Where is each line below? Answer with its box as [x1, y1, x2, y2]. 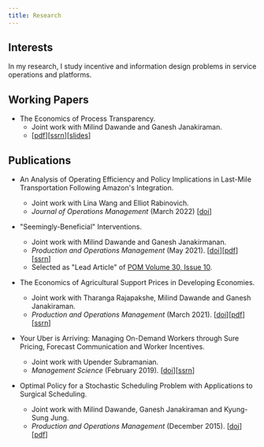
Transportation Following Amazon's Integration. [19, 183, 174, 193]
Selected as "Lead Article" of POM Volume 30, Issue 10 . [31, 262, 213, 272]
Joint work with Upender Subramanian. [31, 357, 159, 367]
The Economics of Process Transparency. [19, 114, 156, 123]
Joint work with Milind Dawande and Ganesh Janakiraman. [31, 122, 222, 132]
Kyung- [223, 404, 248, 415]
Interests [8, 41, 54, 54]
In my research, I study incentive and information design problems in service [8, 62, 257, 71]
